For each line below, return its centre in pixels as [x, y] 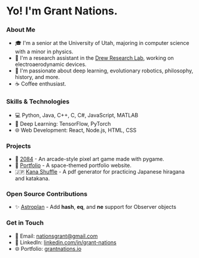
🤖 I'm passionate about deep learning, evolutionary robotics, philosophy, [104, 71]
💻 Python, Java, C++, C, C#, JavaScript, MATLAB [76, 115]
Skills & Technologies [38, 102]
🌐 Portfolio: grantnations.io [48, 248]
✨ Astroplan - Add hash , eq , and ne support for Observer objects [95, 207]
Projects [19, 146]
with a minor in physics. [44, 51]
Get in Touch [25, 223]
